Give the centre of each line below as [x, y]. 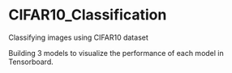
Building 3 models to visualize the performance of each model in [116, 53]
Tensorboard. [31, 62]
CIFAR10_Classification [88, 15]
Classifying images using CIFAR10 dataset [78, 37]
